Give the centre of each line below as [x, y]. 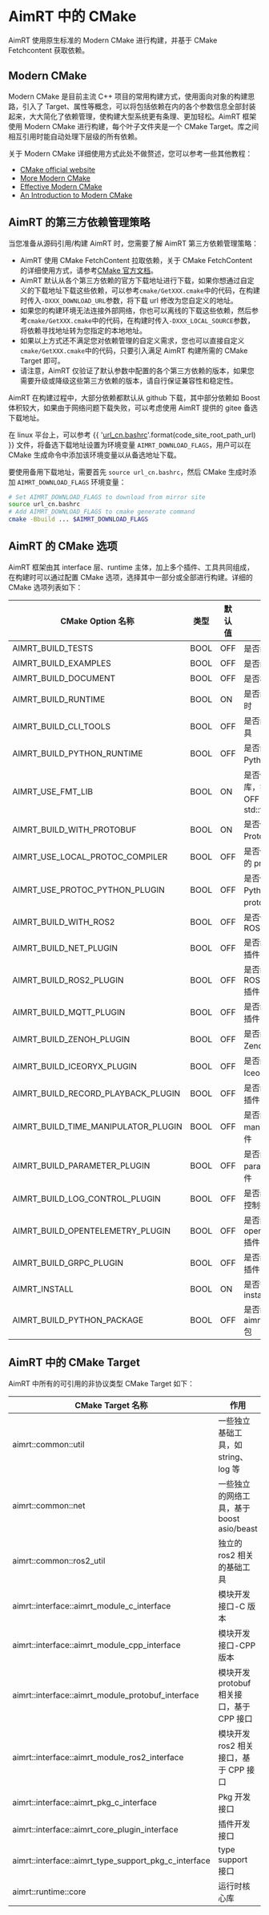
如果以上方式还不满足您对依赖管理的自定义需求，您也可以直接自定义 [132, 340]
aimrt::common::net [49, 1505]
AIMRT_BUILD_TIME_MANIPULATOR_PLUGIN [97, 1126]
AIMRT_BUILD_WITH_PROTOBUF [74, 830]
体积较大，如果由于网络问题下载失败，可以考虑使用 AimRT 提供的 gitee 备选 [133, 408]
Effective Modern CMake [61, 186]
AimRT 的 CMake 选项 [63, 546]
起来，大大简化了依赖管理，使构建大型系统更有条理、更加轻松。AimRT [124, 116]
